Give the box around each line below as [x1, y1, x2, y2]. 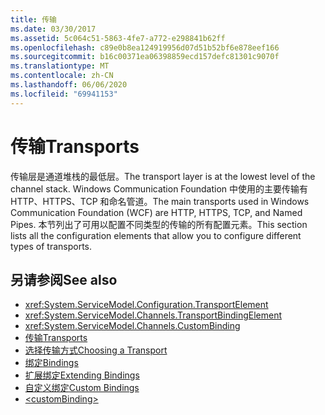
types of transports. [10, 240, 92, 252]
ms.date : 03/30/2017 [10, 24, 97, 34]
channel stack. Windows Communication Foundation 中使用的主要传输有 [10, 182, 309, 195]
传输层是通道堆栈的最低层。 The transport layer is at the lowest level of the [10, 170, 316, 182]
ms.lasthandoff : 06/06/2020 [10, 80, 128, 90]
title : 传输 [10, 14, 57, 25]
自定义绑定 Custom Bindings [24, 382, 140, 394]
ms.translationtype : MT [10, 61, 110, 71]
